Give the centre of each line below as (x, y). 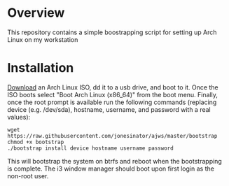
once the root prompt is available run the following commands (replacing (112, 102)
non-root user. (28, 176)
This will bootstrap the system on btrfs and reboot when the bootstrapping (114, 161)
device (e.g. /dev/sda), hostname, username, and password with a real (109, 109)
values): (19, 117)
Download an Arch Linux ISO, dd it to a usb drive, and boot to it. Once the (113, 87)
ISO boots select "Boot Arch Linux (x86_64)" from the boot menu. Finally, (113, 94)
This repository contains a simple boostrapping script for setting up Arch (112, 32)
